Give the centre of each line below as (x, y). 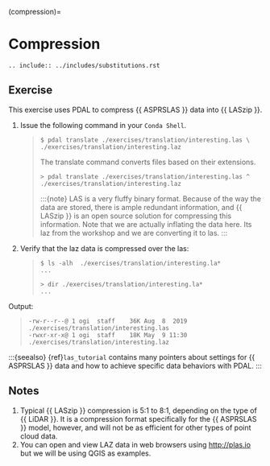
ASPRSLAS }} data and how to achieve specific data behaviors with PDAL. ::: (135, 365)
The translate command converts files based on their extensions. (148, 162)
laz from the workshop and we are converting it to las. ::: (134, 233)
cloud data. (39, 436)
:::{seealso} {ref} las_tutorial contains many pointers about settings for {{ (132, 357)
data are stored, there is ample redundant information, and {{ (141, 207)
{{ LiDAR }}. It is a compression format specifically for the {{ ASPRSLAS (138, 419)
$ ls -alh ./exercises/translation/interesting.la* (131, 263)
